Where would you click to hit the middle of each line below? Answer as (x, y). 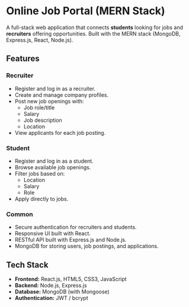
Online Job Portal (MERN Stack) (86, 11)
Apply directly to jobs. (41, 199)
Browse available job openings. (53, 167)
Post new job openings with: (49, 101)
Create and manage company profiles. (62, 95)
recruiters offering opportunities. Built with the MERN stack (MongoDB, (93, 33)
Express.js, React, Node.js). (40, 40)
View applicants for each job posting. (60, 132)
